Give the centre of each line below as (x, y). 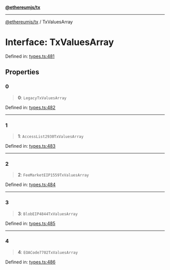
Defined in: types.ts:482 (30, 107)
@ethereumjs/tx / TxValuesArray (39, 22)
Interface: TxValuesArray (59, 42)
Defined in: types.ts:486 (30, 262)
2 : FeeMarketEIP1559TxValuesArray (53, 175)
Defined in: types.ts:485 (30, 223)
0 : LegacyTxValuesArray (42, 98)
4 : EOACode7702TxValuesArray (48, 252)
